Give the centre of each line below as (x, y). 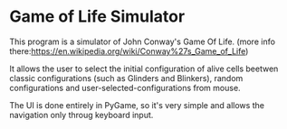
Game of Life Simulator (97, 17)
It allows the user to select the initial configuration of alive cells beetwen (144, 69)
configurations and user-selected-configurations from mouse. (125, 88)
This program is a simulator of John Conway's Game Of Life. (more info (143, 41)
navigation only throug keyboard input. (81, 115)
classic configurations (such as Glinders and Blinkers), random (126, 78)
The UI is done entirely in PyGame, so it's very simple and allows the (137, 105)
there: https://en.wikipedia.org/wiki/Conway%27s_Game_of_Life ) (129, 51)
